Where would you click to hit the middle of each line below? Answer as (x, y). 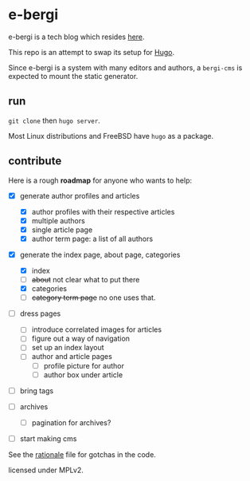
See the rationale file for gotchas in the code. (82, 454)
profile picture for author (84, 365)
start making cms (48, 438)
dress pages (40, 313)
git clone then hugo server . (55, 120)
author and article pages (72, 357)
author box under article (83, 375)
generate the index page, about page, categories (100, 254)
